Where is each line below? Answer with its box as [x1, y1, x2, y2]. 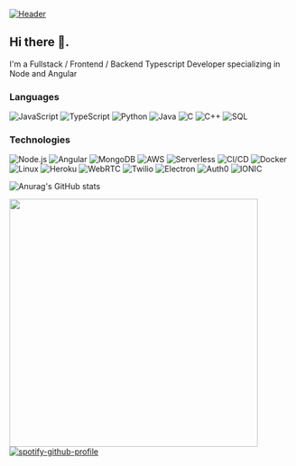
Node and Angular [9, 68, 78, 78]
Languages [9, 90, 60, 103]
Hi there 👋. [9, 34, 69, 50]
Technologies [9, 133, 70, 146]
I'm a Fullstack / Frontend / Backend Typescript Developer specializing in [9, 59, 281, 69]
